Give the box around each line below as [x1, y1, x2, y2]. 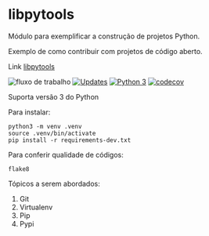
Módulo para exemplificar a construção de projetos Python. [8, 31, 200, 41]
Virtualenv [19, 202, 53, 212]
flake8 [8, 165, 30, 173]
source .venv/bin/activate [8, 129, 96, 137]
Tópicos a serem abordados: [8, 179, 100, 188]
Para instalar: [8, 107, 51, 117]
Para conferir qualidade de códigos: [8, 150, 124, 159]
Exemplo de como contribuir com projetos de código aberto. [8, 46, 203, 56]
